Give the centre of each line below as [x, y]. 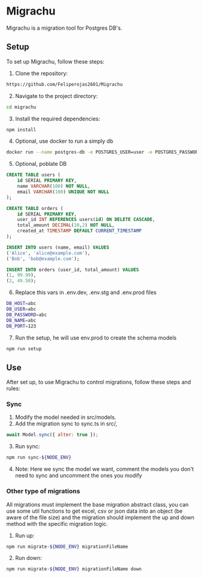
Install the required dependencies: [58, 119]
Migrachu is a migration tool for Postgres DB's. [64, 28]
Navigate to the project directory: [56, 96]
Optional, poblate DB [41, 164]
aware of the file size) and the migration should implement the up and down [100, 517]
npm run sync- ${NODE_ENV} [39, 458]
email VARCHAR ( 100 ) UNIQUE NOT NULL [63, 192]
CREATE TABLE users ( [34, 175]
